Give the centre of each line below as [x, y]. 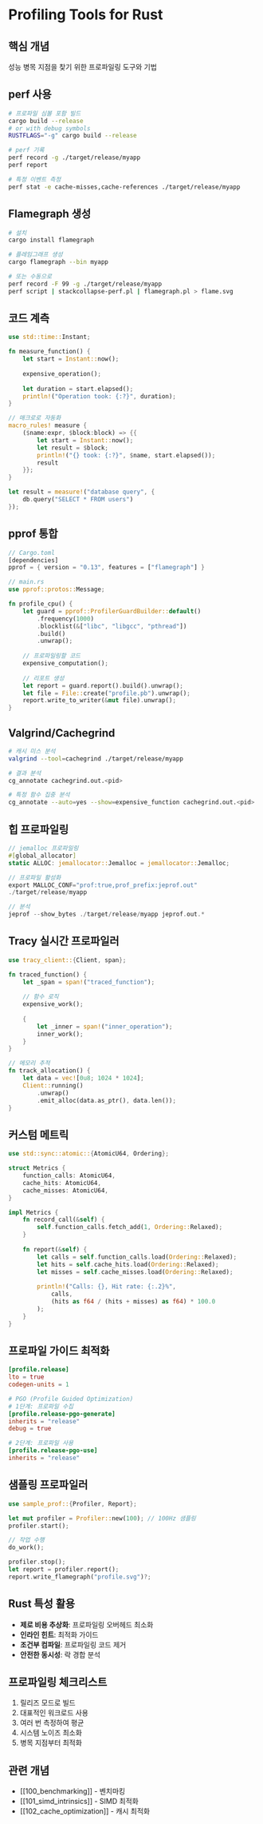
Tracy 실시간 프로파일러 [64, 941]
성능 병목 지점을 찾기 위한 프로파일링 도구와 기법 [83, 67]
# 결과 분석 [25, 773]
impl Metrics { [33, 1212]
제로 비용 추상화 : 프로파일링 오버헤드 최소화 [86, 1624]
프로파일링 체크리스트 [58, 1682]
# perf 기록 [26, 150]
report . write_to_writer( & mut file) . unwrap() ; [100, 700]
